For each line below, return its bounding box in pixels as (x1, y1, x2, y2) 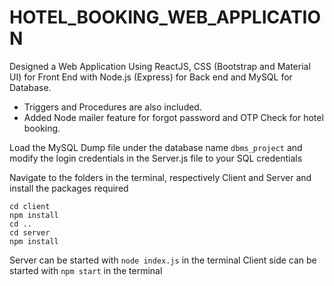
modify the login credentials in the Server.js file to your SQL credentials (9, 152, 303, 164)
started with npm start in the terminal (9, 264, 163, 276)
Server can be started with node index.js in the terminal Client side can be (9, 254, 317, 266)
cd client (9, 201, 51, 211)
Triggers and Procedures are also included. (23, 101, 202, 113)
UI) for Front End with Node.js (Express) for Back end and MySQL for (9, 71, 293, 83)
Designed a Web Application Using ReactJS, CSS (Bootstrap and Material (9, 60, 311, 72)
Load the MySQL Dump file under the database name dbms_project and (9, 141, 303, 153)
